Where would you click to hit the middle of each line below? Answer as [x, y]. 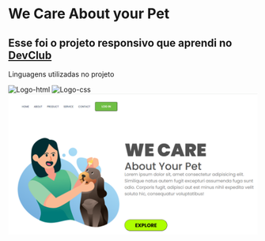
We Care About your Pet [89, 14]
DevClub [30, 55]
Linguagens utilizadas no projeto [61, 74]
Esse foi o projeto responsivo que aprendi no [120, 43]
